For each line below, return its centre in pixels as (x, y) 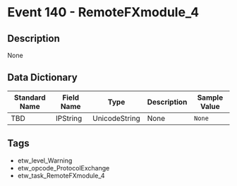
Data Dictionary (42, 77)
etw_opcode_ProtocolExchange (63, 168)
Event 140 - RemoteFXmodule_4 (103, 12)
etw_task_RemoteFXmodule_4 (61, 175)
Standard (30, 98)
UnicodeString (117, 118)
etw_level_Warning (45, 161)
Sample (210, 98)
